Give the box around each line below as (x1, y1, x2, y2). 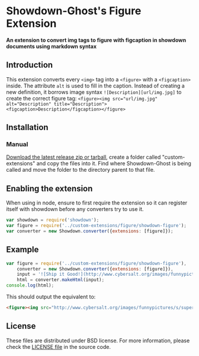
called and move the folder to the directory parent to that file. (6, 166, 155, 174)
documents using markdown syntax (6, 43, 97, 50)
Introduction (6, 60, 53, 70)
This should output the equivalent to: (6, 293, 96, 301)
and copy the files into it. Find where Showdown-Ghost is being (36, 160, 191, 167)
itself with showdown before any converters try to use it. (6, 206, 144, 213)
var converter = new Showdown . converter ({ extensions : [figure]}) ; (6, 228, 174, 234)
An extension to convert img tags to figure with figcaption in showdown (6, 36, 187, 43)
